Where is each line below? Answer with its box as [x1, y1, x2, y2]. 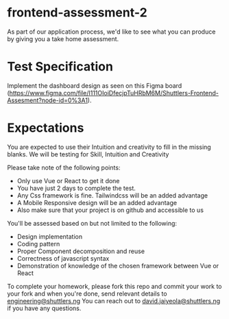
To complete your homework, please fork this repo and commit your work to [7, 282, 222, 290]
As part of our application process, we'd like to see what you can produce [7, 27, 216, 36]
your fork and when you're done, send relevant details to [7, 290, 167, 298]
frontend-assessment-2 [7, 5, 147, 21]
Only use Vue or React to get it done [16, 176, 120, 185]
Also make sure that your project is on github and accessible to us [16, 206, 204, 214]
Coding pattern [16, 239, 60, 248]
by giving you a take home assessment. [7, 34, 119, 43]
